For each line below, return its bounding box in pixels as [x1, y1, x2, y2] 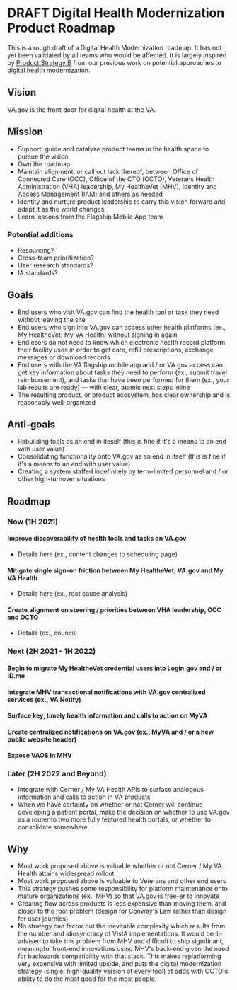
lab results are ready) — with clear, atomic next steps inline [17, 383, 190, 391]
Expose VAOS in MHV [7, 752, 72, 760]
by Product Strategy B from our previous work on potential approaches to [7, 58, 221, 67]
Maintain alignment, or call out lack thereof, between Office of [17, 167, 199, 175]
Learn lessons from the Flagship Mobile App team [17, 212, 163, 221]
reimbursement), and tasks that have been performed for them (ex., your [17, 375, 230, 384]
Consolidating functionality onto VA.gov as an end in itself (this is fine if [17, 452, 226, 461]
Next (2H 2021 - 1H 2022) [7, 646, 96, 656]
